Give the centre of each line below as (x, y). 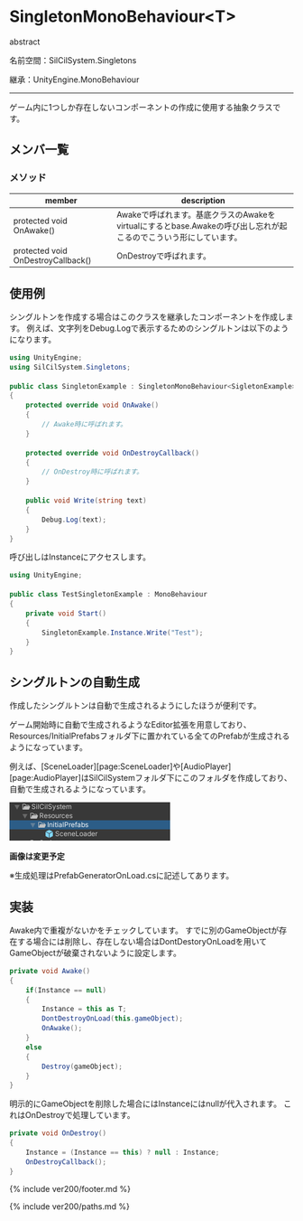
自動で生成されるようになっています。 (80, 789)
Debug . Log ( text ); (74, 520)
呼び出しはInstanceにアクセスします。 (80, 557)
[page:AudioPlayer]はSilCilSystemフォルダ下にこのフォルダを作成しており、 (151, 778)
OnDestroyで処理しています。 (80, 1115)
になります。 (33, 339)
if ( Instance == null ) (66, 990)
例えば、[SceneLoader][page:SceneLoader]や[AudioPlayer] (120, 766)
